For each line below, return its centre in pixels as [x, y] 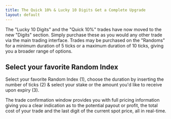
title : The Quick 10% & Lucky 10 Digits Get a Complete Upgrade [75, 10]
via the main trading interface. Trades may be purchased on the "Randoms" [85, 40]
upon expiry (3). [22, 90]
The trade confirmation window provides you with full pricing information [83, 100]
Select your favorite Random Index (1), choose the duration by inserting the [85, 79]
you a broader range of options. [39, 51]
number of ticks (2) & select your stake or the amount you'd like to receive [84, 85]
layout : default [23, 15]
